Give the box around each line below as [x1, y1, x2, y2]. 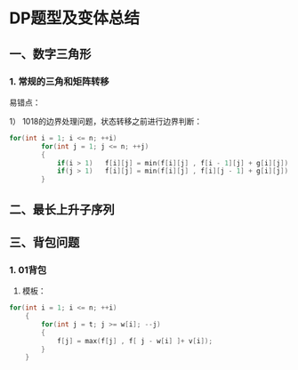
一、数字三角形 [9, 46, 92, 61]
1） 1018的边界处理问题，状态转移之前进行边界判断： [9, 116, 203, 126]
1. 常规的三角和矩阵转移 [9, 75, 109, 87]
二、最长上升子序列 [9, 202, 115, 217]
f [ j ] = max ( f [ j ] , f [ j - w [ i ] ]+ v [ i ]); [56, 336, 213, 345]
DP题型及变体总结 [9, 8, 141, 28]
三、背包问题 [9, 235, 80, 250]
